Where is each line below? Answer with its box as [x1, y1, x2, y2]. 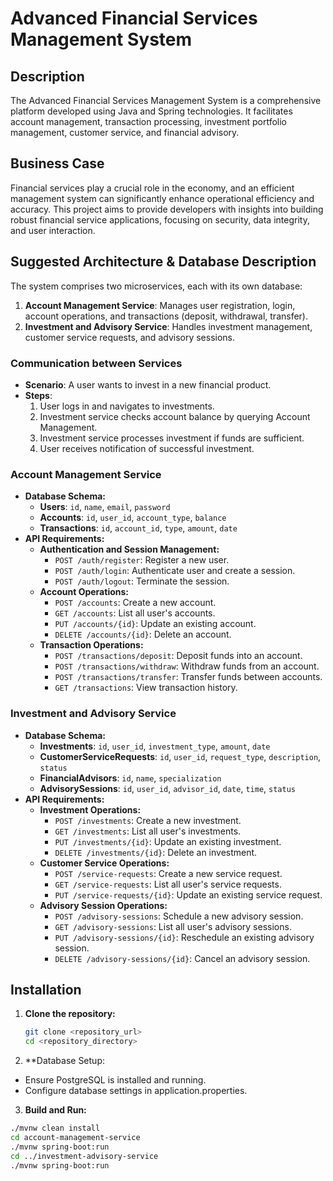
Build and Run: [24, 1104, 87, 1116]
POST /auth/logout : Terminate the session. [54, 575, 230, 587]
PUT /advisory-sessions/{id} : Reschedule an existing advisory [54, 931, 315, 943]
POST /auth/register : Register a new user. [54, 554, 230, 566]
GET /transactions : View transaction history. [54, 682, 238, 694]
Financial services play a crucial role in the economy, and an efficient [10, 182, 295, 194]
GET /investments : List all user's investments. [54, 825, 242, 837]
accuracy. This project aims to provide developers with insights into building [10, 203, 324, 215]
